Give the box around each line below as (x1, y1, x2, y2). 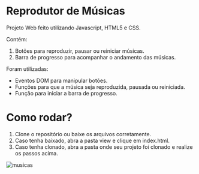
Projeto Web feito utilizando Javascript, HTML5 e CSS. (6, 24, 141, 31)
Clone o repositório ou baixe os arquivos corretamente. (14, 130, 152, 137)
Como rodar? (6, 111, 73, 124)
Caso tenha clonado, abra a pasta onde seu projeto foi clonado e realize (14, 143, 193, 151)
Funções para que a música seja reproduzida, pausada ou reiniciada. (14, 83, 186, 91)
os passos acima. (14, 149, 58, 157)
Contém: (6, 35, 28, 43)
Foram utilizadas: (6, 65, 49, 73)
